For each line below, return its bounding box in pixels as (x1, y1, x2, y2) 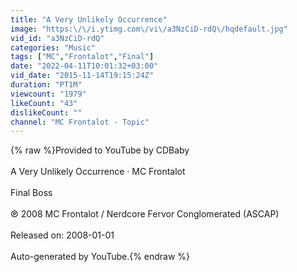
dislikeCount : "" (10, 107, 83, 118)
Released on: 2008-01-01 (10, 229, 115, 241)
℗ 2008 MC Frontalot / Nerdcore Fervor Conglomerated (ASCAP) (10, 208, 280, 220)
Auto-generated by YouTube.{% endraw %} (10, 251, 191, 263)
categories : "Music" (10, 42, 97, 53)
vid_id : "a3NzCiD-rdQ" (10, 33, 105, 43)
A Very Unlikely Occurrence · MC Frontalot (10, 166, 186, 178)
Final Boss (10, 187, 53, 199)
